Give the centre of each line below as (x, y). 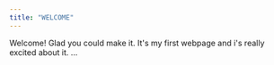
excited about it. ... (44, 52)
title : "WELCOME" (42, 17)
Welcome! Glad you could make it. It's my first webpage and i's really (137, 43)
